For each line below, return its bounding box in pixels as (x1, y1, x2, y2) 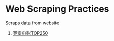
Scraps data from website (5, 20, 60, 26)
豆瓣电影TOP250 (12, 30, 48, 36)
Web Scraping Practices (5, 3, 109, 15)
